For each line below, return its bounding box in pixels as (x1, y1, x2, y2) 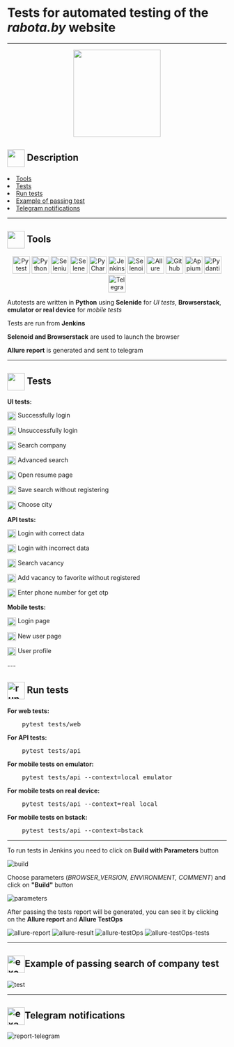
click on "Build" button (7, 880, 74, 889)
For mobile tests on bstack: (7, 813, 88, 821)
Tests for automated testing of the (7, 5, 209, 21)
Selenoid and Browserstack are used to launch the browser (7, 333, 180, 341)
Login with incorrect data (17, 544, 90, 552)
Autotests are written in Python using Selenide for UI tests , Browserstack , (7, 298, 221, 306)
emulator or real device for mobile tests (7, 305, 122, 314)
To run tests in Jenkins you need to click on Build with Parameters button (7, 846, 219, 855)
